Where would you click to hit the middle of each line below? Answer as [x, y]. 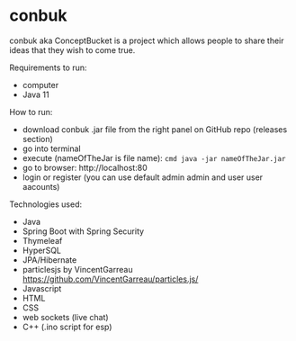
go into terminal [51, 148]
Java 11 [36, 94]
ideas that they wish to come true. [72, 49]
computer [40, 85]
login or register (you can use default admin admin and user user [143, 177]
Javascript [42, 288]
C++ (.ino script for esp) [67, 327]
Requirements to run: [48, 67]
